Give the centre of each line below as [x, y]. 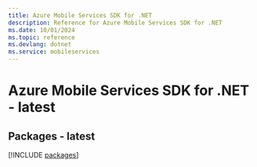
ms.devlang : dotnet [40, 45]
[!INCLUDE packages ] [43, 155]
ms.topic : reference [42, 37]
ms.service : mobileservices [54, 52]
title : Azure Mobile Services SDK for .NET [80, 15]
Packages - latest [52, 136]
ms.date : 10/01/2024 [42, 30]
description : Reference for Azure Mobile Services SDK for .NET [115, 23]
